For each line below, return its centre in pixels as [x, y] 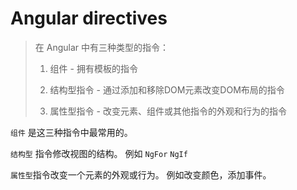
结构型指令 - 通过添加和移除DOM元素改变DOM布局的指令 [167, 89]
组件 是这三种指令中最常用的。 [71, 132]
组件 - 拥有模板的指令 [93, 68]
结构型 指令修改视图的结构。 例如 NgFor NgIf [99, 153]
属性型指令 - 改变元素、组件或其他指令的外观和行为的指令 [168, 111]
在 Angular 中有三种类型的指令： [101, 47]
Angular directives [89, 18]
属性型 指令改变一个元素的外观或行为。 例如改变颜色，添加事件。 [141, 174]
